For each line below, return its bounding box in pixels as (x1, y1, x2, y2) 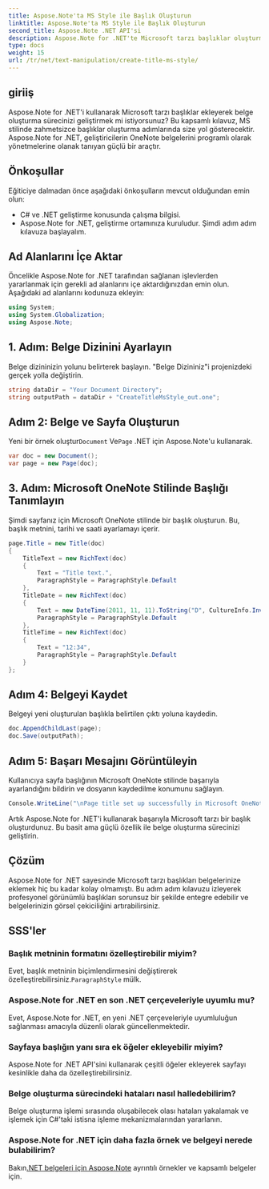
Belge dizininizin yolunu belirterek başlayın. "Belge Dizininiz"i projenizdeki (8, 362, 252, 371)
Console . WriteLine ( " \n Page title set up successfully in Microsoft (8, 799, 239, 807)
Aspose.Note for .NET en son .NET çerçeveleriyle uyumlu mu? (8, 995, 255, 1006)
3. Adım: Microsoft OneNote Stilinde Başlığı (8, 482, 229, 495)
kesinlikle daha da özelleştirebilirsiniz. (8, 1067, 133, 1077)
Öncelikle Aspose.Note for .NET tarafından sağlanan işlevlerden (8, 271, 219, 281)
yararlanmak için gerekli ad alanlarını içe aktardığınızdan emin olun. (8, 279, 230, 289)
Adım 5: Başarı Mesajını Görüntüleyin (8, 754, 198, 768)
